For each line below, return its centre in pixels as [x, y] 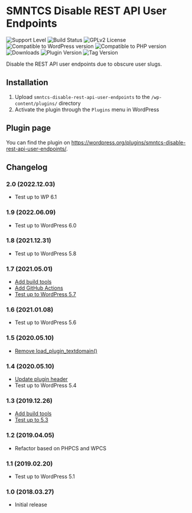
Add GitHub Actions [39, 288]
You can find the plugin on [38, 142]
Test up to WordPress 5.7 [45, 294]
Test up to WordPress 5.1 [45, 476]
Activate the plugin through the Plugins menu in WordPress [87, 109]
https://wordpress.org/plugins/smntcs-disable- [128, 142]
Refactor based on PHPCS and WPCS [60, 448]
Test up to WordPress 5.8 [45, 254]
